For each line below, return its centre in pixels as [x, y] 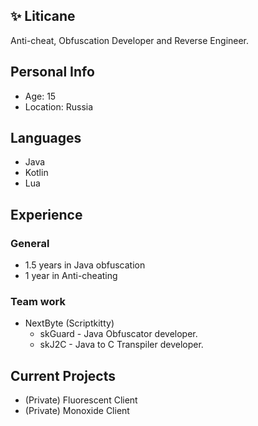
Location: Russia [59, 106]
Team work [38, 302]
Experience [46, 214]
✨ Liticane [43, 16]
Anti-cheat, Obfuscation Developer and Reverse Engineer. [130, 40]
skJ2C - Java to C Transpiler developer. [121, 345]
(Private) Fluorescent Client [81, 400]
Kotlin [36, 173]
